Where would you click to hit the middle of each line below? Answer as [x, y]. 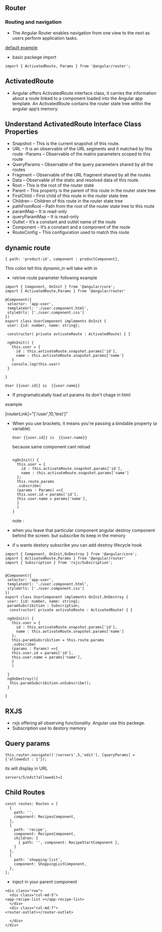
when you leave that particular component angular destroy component [84, 530]
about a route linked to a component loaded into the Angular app [78, 98]
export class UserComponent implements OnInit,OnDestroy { [67, 597]
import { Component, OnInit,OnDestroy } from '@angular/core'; [71, 554]
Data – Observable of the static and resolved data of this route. [76, 180]
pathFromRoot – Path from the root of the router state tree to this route [83, 206]
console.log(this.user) [36, 364]
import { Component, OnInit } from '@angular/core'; [60, 287]
